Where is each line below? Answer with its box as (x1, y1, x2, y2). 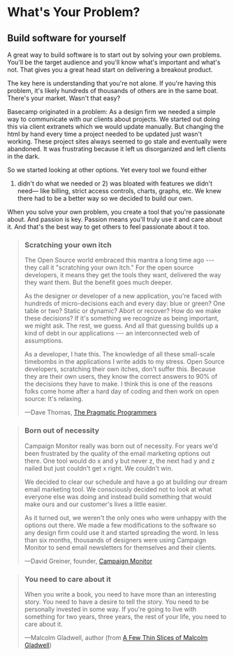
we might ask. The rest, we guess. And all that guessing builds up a (24, 321, 219, 330)
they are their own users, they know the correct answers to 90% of (24, 372, 218, 381)
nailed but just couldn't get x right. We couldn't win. (24, 463, 173, 473)
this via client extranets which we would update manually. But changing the (7, 123, 224, 130)
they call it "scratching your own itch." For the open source (24, 263, 194, 272)
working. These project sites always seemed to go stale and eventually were (7, 137, 227, 146)
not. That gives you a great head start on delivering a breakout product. (7, 66, 213, 74)
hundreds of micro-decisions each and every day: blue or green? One (24, 299, 226, 308)
